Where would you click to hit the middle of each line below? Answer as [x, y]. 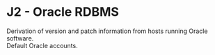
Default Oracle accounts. [42, 45]
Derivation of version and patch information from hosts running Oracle [107, 31]
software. [20, 38]
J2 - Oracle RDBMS [63, 12]
